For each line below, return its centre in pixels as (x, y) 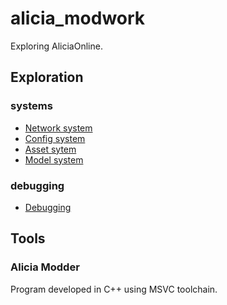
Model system (54, 159)
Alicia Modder (45, 267)
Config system (55, 138)
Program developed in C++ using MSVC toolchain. (114, 289)
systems (31, 106)
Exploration (47, 77)
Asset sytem (50, 149)
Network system (58, 128)
